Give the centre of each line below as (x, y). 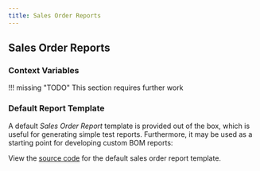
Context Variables (44, 70)
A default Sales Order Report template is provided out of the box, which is (129, 126)
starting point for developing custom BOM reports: (91, 142)
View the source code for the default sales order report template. (114, 158)
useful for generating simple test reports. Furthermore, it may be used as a (130, 134)
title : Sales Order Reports (55, 16)
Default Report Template (56, 108)
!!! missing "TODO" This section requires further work (96, 87)
